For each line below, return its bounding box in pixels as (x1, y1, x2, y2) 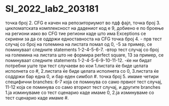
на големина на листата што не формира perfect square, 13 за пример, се (5, 51, 164, 58)
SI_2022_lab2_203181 (5, 3, 99, 15)
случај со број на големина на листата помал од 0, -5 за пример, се (5, 41, 152, 47)
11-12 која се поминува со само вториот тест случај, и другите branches (5, 84, 160, 90)
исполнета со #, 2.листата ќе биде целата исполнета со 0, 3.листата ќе (5, 68, 159, 74)
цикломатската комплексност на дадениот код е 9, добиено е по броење (5, 25, 164, 31)
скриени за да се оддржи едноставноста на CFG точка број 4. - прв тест (5, 36, 162, 42)
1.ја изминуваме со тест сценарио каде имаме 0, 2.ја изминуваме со (5, 89, 154, 95)
